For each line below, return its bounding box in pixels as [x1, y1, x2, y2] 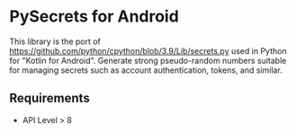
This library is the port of [9, 36, 102, 47]
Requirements [9, 91, 90, 106]
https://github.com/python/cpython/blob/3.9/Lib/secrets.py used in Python [9, 45, 287, 56]
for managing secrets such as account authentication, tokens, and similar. [9, 65, 283, 75]
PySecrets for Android [9, 6, 180, 27]
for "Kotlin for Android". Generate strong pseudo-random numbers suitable [9, 55, 287, 66]
